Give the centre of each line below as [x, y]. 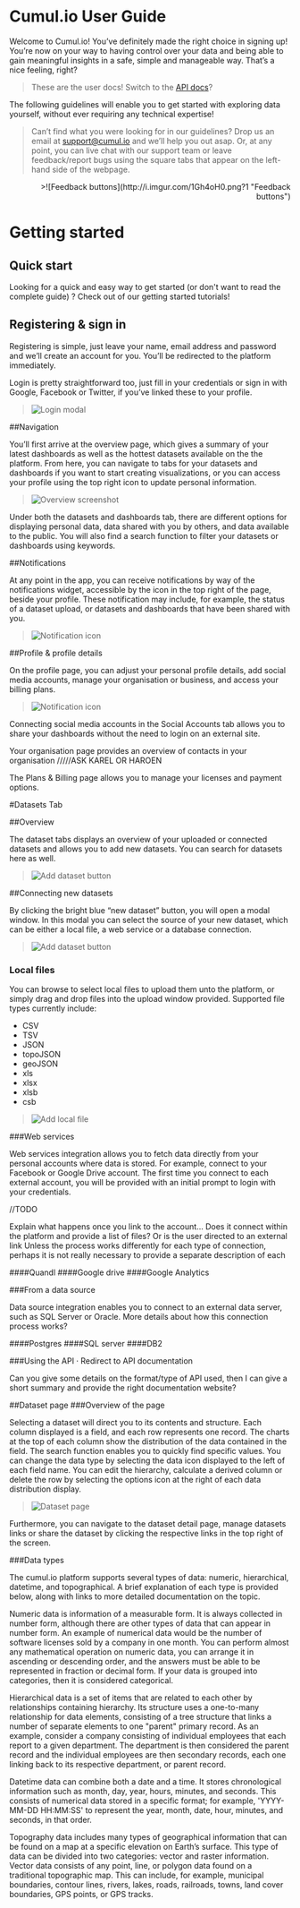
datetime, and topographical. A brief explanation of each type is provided [144, 1587]
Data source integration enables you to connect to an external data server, [146, 1307]
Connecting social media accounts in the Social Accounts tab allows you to [147, 723]
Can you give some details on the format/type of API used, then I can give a [148, 1378]
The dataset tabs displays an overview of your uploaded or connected [138, 839]
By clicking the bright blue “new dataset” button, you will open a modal [140, 910]
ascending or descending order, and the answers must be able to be [135, 1662]
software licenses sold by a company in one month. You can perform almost [149, 1643]
